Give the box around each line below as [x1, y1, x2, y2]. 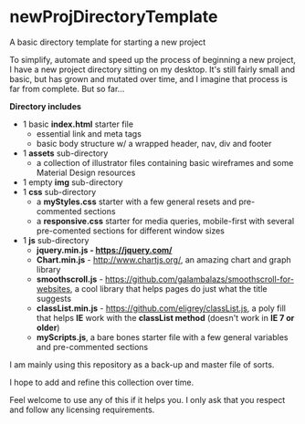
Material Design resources [36, 167, 136, 178]
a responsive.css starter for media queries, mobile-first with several [36, 215, 295, 226]
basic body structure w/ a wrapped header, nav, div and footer [36, 138, 272, 149]
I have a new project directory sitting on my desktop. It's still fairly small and [9, 64, 295, 75]
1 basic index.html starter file [22, 119, 134, 129]
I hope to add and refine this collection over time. [9, 377, 195, 388]
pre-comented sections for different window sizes [36, 225, 226, 236]
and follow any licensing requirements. [9, 404, 155, 415]
